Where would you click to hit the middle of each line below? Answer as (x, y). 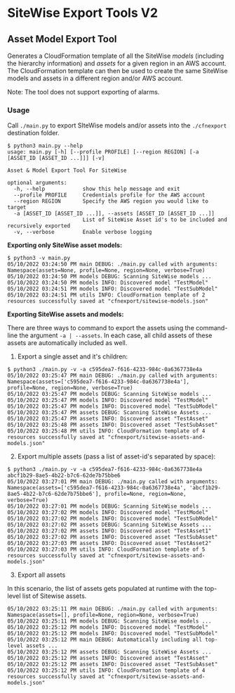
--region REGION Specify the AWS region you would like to (111, 201)
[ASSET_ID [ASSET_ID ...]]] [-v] (56, 158)
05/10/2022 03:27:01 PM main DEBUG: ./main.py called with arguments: (113, 482)
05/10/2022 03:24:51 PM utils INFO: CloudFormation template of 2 (106, 295)
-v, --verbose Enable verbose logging (83, 232)
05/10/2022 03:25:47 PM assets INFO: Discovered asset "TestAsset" (108, 419)
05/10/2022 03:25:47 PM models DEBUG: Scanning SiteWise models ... (109, 394)
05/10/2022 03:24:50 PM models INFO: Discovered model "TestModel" (108, 283)
